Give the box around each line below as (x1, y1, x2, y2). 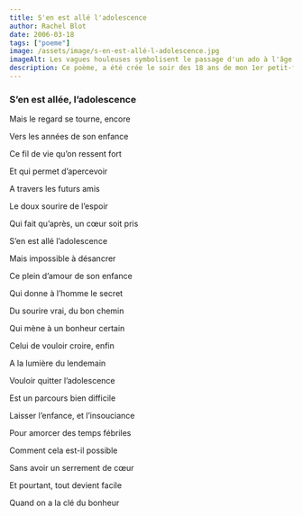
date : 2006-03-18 (9, 30, 75, 39)
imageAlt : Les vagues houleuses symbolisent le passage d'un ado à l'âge (9, 55, 293, 64)
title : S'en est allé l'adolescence (9, 13, 147, 23)
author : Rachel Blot (9, 22, 87, 31)
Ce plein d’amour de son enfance (9, 271, 133, 282)
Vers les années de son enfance (9, 131, 129, 142)
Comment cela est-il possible (9, 445, 118, 456)
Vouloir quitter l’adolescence (9, 376, 115, 386)
